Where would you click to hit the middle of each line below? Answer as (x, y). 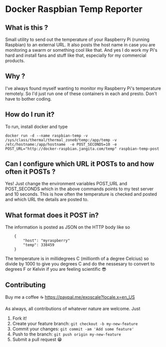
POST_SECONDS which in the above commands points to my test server (79, 189)
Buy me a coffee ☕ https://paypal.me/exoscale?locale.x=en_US (70, 297)
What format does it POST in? (52, 215)
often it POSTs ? (30, 172)
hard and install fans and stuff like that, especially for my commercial (76, 55)
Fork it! (20, 318)
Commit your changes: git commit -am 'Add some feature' (73, 329)
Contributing (25, 285)
